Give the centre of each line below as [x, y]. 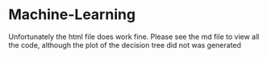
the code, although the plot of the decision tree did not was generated [125, 44]
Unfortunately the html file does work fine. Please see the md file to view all [134, 37]
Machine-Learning [72, 15]
